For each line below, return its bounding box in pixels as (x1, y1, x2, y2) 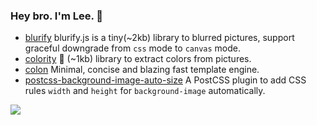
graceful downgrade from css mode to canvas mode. (24, 42, 241, 54)
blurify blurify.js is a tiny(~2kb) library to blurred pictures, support (24, 32, 295, 44)
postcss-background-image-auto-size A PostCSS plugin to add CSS (24, 74, 307, 86)
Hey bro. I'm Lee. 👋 (10, 9, 104, 23)
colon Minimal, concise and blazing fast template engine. (24, 64, 260, 76)
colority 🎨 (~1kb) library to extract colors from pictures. (24, 53, 252, 65)
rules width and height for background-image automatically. (24, 85, 266, 97)
